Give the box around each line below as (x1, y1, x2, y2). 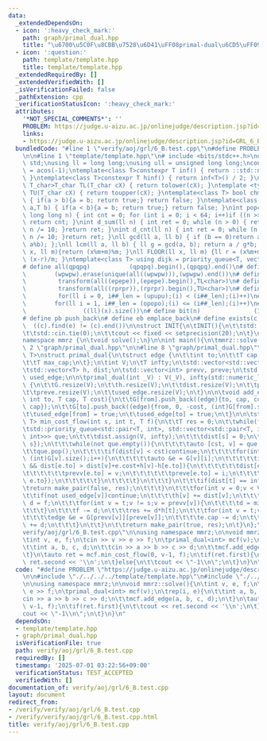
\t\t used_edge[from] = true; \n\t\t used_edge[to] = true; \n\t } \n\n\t (22, 411, 254, 419)
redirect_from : (8, 698, 59, 707)
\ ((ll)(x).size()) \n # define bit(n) (22, 307, 201, 315)
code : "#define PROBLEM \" (15, 565, 105, 573)
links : (22, 129, 44, 137)
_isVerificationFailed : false (15, 85, 115, 94)
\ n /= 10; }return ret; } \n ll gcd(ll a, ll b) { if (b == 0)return (22, 233, 254, 241)
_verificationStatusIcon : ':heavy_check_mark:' (15, 100, 176, 108)
